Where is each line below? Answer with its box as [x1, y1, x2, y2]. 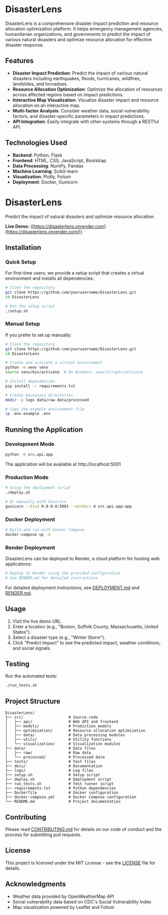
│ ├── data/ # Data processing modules [5, 733, 125, 738]
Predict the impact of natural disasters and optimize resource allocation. [5, 213, 155, 219]
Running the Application [5, 425, 83, 434]
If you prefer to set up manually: [5, 332, 72, 338]
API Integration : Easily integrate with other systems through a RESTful [12, 118, 159, 125]
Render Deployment [5, 544, 55, 551]
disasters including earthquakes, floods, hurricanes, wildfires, [12, 75, 141, 82]
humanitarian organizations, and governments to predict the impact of [5, 31, 151, 37]
